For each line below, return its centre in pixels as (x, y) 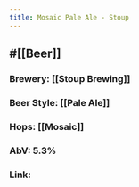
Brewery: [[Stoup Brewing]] (70, 78)
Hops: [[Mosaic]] (47, 126)
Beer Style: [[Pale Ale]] (60, 102)
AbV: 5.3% (33, 150)
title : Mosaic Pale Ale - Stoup (69, 17)
